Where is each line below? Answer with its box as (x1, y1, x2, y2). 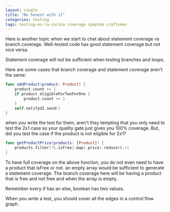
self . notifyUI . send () (14, 105, 60, 111)
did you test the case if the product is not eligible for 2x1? (5, 131, 126, 137)
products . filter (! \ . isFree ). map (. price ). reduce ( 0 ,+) (14, 145, 130, 151)
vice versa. (5, 47, 29, 53)
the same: (5, 72, 27, 78)
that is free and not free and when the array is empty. (5, 176, 118, 182)
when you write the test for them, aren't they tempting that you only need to (5, 120, 165, 126)
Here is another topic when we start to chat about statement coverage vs (5, 36, 160, 42)
